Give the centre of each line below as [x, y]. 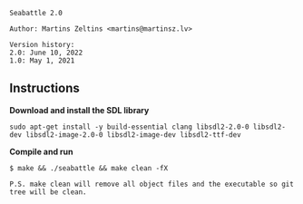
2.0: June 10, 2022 [46, 53]
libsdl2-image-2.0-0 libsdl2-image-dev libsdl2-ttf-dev [134, 135]
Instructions [44, 88]
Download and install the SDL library [79, 110]
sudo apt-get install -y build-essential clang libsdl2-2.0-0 [129, 127]
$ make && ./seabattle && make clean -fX [89, 168]
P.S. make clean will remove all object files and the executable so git [152, 184]
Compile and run [41, 151]
